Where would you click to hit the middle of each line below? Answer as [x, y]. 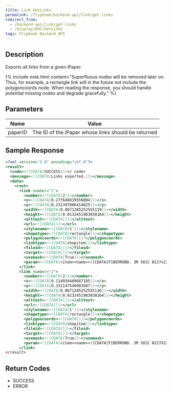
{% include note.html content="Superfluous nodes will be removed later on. [85, 77]
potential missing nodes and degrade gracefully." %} [61, 93]
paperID [18, 132]
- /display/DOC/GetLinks [36, 29]
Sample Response [35, 151]
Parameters [24, 109]
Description [24, 54]
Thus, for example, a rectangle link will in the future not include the [76, 82]
